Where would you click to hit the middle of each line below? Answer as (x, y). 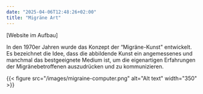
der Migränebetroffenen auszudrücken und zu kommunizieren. (85, 66)
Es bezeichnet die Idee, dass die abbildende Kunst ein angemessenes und (100, 53)
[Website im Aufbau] (32, 35)
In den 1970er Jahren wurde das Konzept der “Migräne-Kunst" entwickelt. (99, 47)
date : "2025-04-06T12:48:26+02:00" (52, 12)
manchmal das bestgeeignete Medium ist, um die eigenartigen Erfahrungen (101, 60)
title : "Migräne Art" (34, 18)
